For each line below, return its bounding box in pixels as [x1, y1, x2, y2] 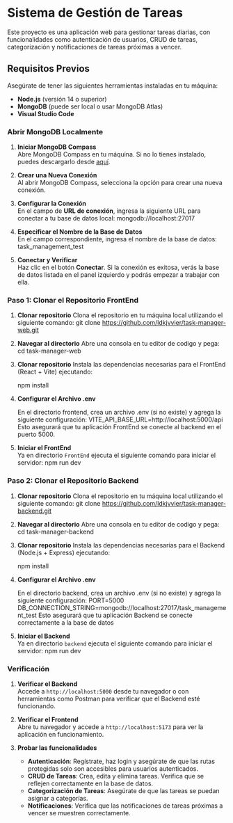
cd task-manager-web [17, 346, 81, 355]
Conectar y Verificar [17, 256, 78, 264]
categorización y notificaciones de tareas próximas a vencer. [7, 42, 182, 51]
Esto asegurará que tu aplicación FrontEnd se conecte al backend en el [17, 423, 221, 431]
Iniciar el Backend [17, 632, 71, 640]
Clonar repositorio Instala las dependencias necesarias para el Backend [17, 541, 225, 549]
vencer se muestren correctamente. [27, 808, 131, 817]
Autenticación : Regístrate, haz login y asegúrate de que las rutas [27, 757, 216, 765]
